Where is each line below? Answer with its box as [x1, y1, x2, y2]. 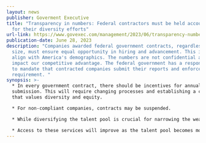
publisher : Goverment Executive [6, 15, 89, 21]
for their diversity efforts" [12, 26, 89, 32]
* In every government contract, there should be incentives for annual [12, 83, 202, 89]
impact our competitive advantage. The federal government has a [12, 60, 183, 66]
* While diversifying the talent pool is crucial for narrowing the [12, 116, 191, 122]
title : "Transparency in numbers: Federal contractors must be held [6, 20, 185, 26]
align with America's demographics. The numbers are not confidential [12, 54, 196, 61]
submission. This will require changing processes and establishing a [12, 89, 196, 95]
